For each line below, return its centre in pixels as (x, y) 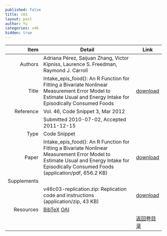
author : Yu (16, 24)
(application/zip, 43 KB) (71, 201)
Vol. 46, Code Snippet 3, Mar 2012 (84, 111)
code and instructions (69, 195)
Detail (87, 49)
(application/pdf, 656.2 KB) (75, 173)
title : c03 (16, 14)
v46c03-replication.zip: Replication (85, 189)
